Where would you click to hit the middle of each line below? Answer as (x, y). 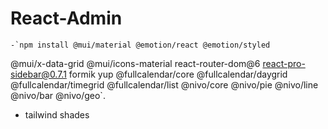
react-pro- (284, 63)
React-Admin (66, 18)
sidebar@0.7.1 (38, 74)
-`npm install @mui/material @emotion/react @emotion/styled (140, 45)
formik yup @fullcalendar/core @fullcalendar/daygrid (178, 74)
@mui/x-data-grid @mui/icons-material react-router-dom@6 (135, 63)
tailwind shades (57, 114)
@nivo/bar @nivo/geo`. (58, 95)
